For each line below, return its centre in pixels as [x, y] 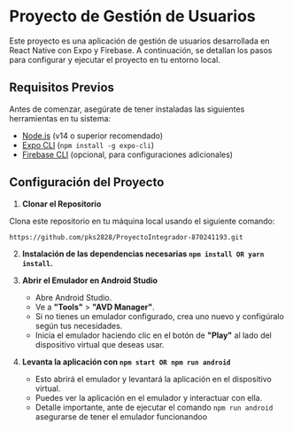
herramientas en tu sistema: [60, 118]
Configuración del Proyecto [87, 182]
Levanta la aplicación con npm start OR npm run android [126, 362]
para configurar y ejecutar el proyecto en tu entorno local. [115, 59]
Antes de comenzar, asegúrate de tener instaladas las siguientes [127, 109]
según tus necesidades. [79, 325]
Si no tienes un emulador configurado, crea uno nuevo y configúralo [160, 316]
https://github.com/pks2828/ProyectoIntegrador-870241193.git [126, 237]
